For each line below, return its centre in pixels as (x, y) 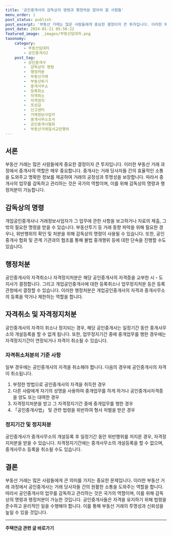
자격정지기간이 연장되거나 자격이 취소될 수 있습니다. (57, 340)
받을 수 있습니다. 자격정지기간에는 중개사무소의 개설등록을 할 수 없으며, (93, 443)
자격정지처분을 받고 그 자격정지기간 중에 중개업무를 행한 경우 (73, 404)
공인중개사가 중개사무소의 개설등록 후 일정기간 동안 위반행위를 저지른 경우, (79, 437)
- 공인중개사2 (36, 53)
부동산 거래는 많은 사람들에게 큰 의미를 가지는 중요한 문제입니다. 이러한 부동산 (82, 480)
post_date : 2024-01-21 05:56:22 (40, 29)
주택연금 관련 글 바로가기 (30, 528)
